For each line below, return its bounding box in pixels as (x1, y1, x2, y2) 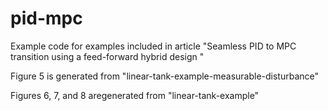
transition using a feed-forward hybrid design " (10, 50, 205, 62)
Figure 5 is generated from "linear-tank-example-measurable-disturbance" (10, 70, 320, 82)
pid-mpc (10, 7, 83, 30)
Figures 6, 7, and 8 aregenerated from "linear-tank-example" (10, 89, 260, 101)
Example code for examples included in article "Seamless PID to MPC (10, 40, 297, 52)
